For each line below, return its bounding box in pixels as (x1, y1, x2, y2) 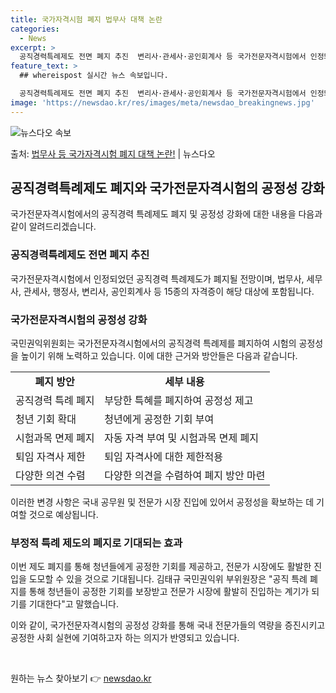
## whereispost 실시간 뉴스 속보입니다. (19, 71, 169, 81)
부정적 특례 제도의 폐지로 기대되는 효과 (10, 536, 183, 550)
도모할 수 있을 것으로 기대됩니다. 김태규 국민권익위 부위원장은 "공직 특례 (28, 573, 308, 585)
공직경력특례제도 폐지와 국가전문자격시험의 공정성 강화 (10, 180, 325, 197)
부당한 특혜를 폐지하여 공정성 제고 (104, 394, 254, 408)
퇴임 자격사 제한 (15, 450, 86, 464)
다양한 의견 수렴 (15, 469, 86, 483)
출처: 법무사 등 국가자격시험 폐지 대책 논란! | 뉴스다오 (10, 147, 216, 160)
